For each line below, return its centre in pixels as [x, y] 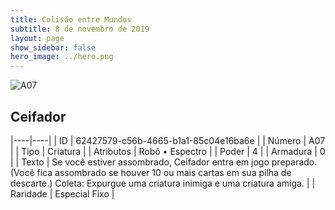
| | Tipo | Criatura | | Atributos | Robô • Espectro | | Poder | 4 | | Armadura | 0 [168, 151]
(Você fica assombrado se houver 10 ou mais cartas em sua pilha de [151, 172]
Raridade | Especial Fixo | [62, 193]
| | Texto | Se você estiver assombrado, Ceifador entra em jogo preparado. [164, 162]
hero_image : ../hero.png [62, 57]
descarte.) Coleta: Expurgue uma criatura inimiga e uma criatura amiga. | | [163, 183]
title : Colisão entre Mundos [71, 19]
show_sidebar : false [53, 47]
